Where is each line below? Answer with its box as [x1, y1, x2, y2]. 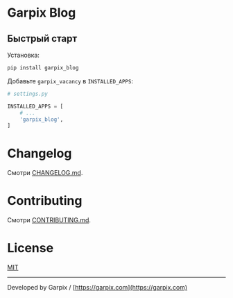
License [7, 240, 54, 256]
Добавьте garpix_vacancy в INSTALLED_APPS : [7, 76, 134, 85]
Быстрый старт [7, 33, 78, 44]
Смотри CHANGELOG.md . [7, 169, 83, 177]
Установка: [7, 51, 40, 59]
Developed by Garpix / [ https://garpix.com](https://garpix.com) [7, 283, 188, 292]
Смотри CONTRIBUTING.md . [7, 216, 92, 224]
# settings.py [7, 90, 49, 97]
